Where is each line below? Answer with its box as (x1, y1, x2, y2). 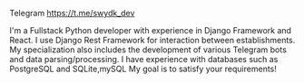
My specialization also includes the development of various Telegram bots (9, 44, 288, 55)
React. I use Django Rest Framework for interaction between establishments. (9, 35, 296, 45)
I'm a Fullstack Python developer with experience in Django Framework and (9, 25, 292, 35)
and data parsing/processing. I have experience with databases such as (9, 54, 279, 64)
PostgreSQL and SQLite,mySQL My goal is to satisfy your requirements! (9, 63, 277, 74)
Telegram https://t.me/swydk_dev (9, 8, 135, 18)
